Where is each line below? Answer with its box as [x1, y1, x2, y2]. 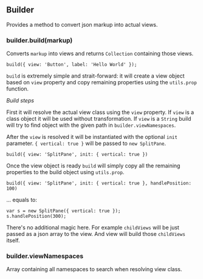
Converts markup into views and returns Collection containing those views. [6, 50, 194, 57]
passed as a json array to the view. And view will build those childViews [6, 230, 185, 238]
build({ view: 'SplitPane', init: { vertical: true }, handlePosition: [6, 180, 191, 187]
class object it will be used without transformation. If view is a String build [6, 115, 191, 123]
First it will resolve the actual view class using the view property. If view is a [6, 109, 194, 116]
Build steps [6, 97, 35, 104]
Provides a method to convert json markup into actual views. [6, 21, 158, 28]
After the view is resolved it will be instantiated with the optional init [6, 133, 178, 141]
